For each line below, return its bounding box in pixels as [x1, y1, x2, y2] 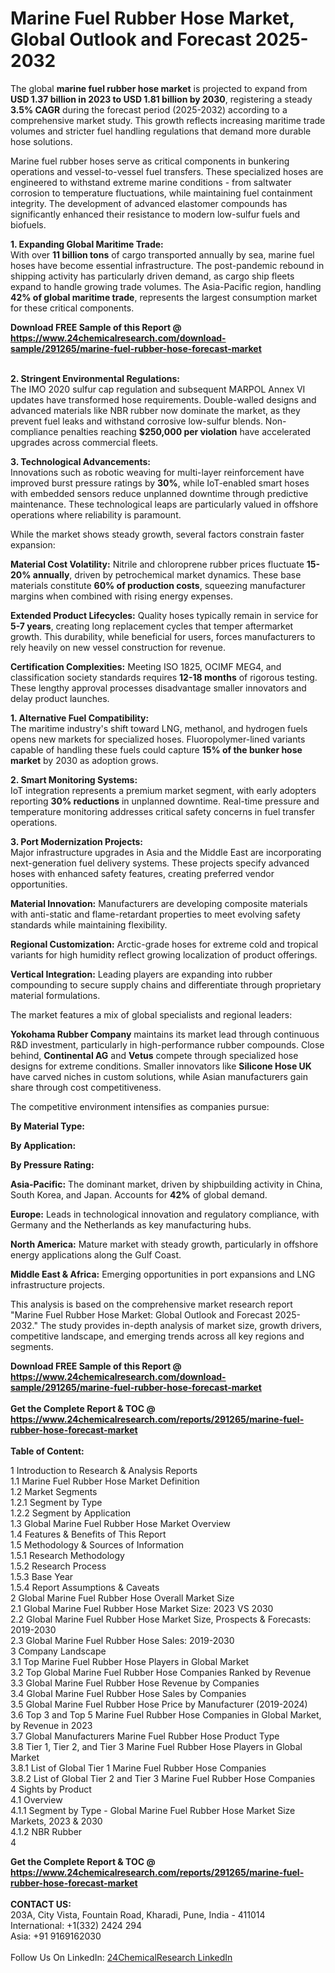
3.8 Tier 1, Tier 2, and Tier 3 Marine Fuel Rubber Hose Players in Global [10, 1740, 303, 1752]
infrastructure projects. [10, 1278, 105, 1291]
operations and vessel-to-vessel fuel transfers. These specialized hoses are [10, 165, 324, 177]
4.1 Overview [10, 1793, 63, 1806]
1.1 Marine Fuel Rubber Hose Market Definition [10, 1475, 200, 1487]
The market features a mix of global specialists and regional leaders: [10, 1008, 293, 1021]
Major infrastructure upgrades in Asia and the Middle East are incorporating [10, 846, 322, 858]
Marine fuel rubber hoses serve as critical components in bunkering [10, 155, 290, 167]
